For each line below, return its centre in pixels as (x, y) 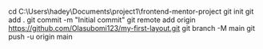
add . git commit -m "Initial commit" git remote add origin (102, 20)
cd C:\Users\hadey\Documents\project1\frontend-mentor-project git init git (131, 11)
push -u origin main (41, 36)
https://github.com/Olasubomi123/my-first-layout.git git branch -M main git (132, 28)
